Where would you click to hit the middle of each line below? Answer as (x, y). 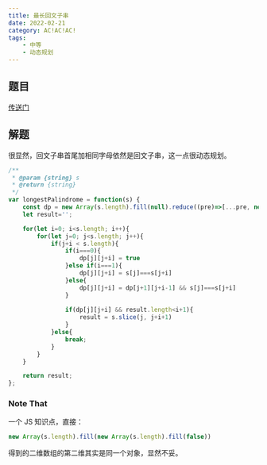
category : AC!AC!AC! (43, 30)
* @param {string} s (46, 178)
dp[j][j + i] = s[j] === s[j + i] (126, 273)
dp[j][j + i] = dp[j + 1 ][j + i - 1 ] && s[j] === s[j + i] (158, 288)
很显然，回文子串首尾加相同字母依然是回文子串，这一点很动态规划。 (120, 155)
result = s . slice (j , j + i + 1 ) (126, 317)
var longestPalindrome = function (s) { (74, 200)
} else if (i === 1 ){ (94, 266)
